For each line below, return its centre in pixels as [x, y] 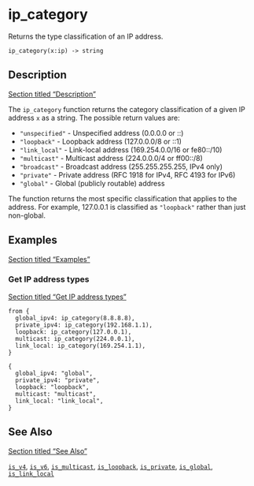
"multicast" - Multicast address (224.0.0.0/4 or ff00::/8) [111, 158]
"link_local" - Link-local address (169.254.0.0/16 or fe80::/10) [121, 150]
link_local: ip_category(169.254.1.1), [81, 346]
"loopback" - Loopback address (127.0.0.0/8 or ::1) [101, 141]
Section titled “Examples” [49, 259]
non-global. [27, 215]
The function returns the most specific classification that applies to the [123, 198]
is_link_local [31, 474]
